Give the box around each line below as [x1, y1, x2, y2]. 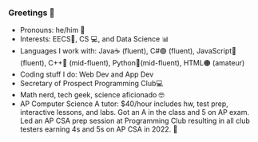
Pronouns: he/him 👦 [19, 26, 85, 35]
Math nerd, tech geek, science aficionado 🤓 [19, 90, 165, 100]
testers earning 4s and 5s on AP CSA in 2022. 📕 [19, 124, 178, 134]
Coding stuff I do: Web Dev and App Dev [19, 69, 154, 79]
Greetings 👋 [8, 7, 55, 18]
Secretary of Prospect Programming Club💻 [19, 79, 164, 89]
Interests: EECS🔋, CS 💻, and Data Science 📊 [19, 34, 169, 44]
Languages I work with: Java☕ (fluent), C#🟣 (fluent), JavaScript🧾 [19, 46, 237, 56]
